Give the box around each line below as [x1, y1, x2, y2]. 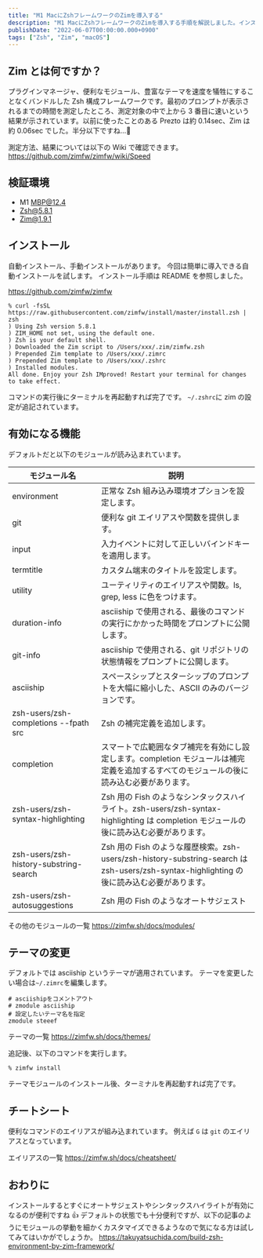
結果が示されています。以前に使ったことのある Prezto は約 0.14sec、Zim [8, 116, 242, 126]
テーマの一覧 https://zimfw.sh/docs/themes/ [8, 1032, 151, 1041]
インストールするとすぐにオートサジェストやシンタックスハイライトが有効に [8, 1200, 254, 1209]
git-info [12, 649, 41, 660]
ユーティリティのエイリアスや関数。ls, [101, 579, 242, 590]
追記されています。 [21, 402, 84, 411]
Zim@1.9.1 [19, 213, 52, 224]
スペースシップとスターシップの [101, 670, 218, 681]
